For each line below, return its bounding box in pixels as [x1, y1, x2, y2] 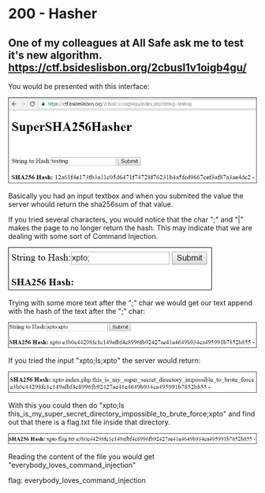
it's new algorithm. [8, 48, 103, 62]
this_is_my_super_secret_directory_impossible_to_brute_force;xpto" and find [8, 409, 256, 419]
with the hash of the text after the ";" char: [8, 306, 146, 316]
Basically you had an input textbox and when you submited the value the [8, 191, 244, 200]
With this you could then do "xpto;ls [8, 401, 125, 410]
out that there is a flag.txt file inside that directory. [8, 417, 171, 427]
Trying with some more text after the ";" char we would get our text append [8, 297, 252, 308]
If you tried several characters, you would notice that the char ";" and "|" [8, 215, 244, 224]
